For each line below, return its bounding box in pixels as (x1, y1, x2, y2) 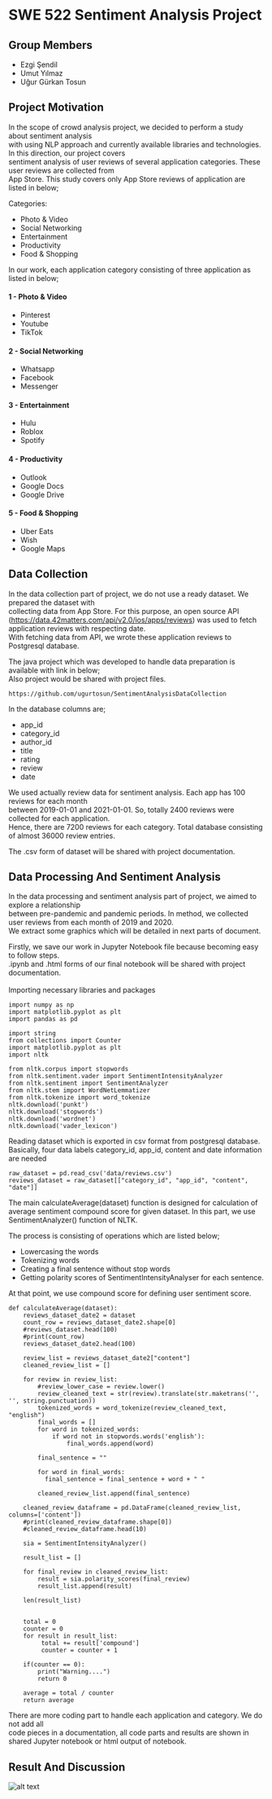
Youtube (19, 319, 49, 329)
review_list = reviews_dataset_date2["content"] (23, 1354, 191, 1362)
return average (23, 1696, 75, 1705)
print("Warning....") (37, 1668, 111, 1676)
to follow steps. (8, 950, 60, 960)
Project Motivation (8, 100, 104, 115)
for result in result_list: (23, 1632, 118, 1640)
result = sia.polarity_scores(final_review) (37, 1575, 191, 1583)
